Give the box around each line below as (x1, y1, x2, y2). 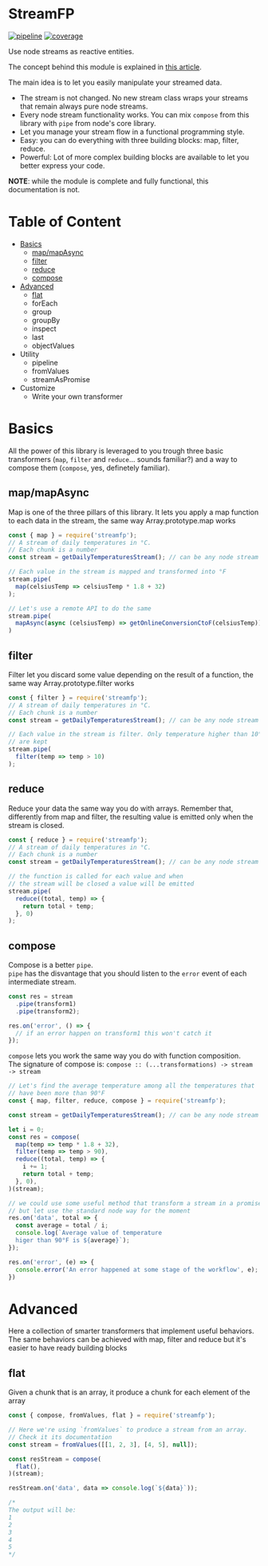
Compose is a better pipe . (8, 961, 93, 970)
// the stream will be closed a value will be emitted (8, 880, 195, 888)
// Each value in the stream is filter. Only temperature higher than (8, 731, 248, 739)
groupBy (31, 315, 61, 325)
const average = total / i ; (15, 1221, 109, 1229)
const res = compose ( (8, 1133, 81, 1141)
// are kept (8, 738, 48, 746)
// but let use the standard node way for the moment (8, 1206, 191, 1215)
